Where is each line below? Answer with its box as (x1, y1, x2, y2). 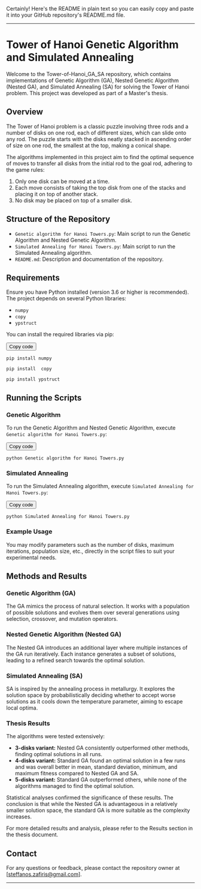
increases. (6, 813, 32, 820)
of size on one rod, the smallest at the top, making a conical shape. (6, 142, 172, 149)
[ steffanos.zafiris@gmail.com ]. (6, 870, 82, 878)
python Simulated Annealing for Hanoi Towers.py (6, 514, 130, 520)
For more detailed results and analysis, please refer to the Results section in (6, 825, 193, 832)
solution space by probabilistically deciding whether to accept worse (6, 691, 176, 699)
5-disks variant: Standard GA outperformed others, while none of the (14, 776, 187, 783)
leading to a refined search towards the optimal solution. (6, 656, 145, 663)
